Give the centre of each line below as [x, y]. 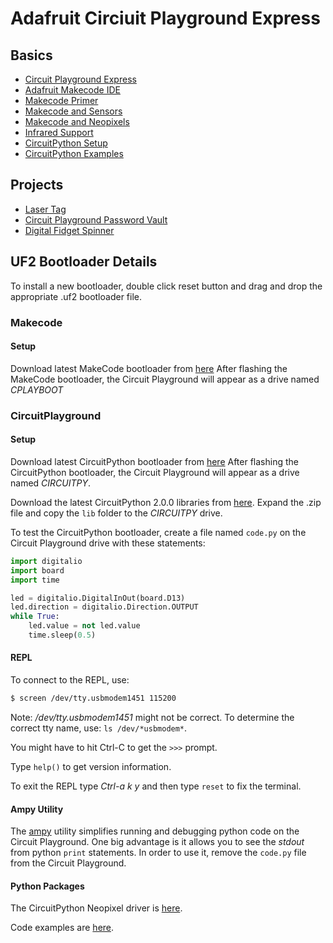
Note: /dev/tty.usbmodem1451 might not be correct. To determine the [152, 717]
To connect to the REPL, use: [70, 680]
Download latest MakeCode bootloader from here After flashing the [149, 368]
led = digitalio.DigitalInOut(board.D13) [98, 598]
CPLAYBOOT [37, 389]
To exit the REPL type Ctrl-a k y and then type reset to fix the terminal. [156, 786]
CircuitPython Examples [74, 153]
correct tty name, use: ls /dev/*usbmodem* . [99, 728]
